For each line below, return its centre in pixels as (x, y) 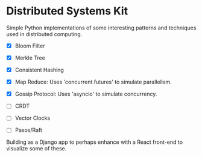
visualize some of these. (36, 149)
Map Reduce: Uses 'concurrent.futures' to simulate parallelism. (93, 82)
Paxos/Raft (28, 130)
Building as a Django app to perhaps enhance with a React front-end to (94, 142)
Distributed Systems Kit (67, 11)
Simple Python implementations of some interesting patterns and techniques (101, 28)
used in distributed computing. (44, 34)
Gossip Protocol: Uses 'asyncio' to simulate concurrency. (86, 94)
